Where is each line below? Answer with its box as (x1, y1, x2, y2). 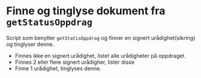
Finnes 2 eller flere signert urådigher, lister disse (14, 58, 135, 65)
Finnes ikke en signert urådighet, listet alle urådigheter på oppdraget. (14, 52, 186, 59)
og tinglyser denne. (6, 40, 55, 48)
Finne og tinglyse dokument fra (6, 4, 166, 18)
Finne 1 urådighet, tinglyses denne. (14, 64, 102, 72)
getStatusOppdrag (6, 17, 93, 28)
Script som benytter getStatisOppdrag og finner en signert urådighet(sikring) (6, 34, 196, 41)
